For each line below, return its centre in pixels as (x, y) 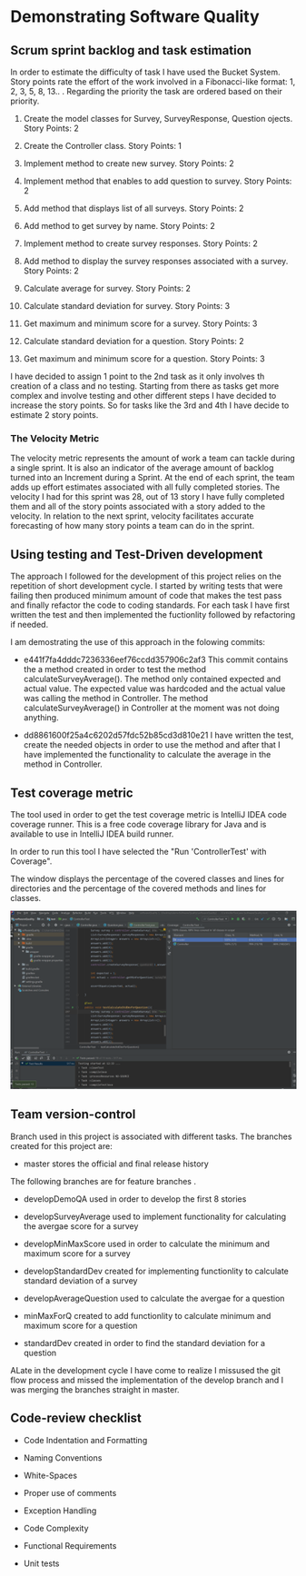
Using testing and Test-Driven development (137, 555)
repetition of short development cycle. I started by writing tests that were (147, 586)
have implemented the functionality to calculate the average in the (147, 755)
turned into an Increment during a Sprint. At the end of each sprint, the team (153, 478)
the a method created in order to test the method (115, 669)
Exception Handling (60, 1511)
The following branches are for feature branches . (103, 1181)
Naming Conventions (63, 1457)
